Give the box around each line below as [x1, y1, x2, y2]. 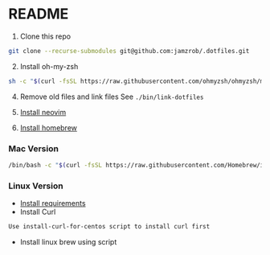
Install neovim [19, 107, 67, 117]
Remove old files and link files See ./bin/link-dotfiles [19, 92, 204, 101]
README [8, 5, 69, 23]
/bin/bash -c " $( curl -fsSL [8, 161, 103, 169]
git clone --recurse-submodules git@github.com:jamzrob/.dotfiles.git [8, 47, 250, 55]
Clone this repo [19, 31, 71, 41]
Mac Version [8, 142, 59, 154]
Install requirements [19, 199, 86, 208]
